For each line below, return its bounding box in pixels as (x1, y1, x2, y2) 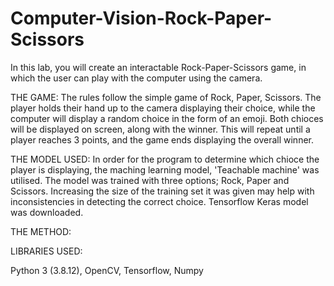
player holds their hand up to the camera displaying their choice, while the (10, 102, 316, 114)
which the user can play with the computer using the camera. (10, 72, 263, 84)
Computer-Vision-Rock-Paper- (10, 7, 273, 30)
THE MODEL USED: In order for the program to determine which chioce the (10, 153, 320, 165)
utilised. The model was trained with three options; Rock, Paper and (10, 174, 290, 186)
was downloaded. (10, 206, 84, 218)
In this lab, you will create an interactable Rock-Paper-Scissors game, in (10, 61, 307, 73)
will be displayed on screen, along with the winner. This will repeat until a (10, 123, 311, 135)
